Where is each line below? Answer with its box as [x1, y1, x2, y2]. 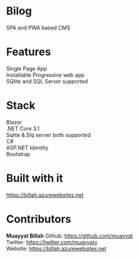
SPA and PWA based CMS [6, 24, 70, 31]
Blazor [6, 118, 22, 125]
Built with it [6, 172, 64, 185]
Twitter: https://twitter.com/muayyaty [6, 238, 98, 245]
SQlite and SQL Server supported [6, 77, 88, 85]
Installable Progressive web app [6, 71, 85, 79]
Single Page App [6, 65, 48, 72]
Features [6, 45, 51, 59]
